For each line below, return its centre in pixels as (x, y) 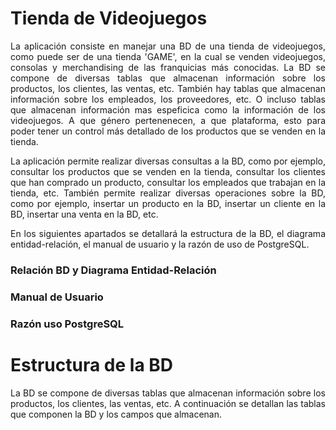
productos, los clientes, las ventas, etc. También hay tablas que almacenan (168, 88)
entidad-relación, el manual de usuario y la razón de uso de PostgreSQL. (160, 244)
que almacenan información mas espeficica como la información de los (168, 109)
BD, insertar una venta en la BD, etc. (84, 214)
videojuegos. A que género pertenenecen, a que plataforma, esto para (168, 120)
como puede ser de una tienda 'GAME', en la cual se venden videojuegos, (168, 56)
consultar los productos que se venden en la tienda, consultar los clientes (168, 171)
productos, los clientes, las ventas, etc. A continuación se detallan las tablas (168, 403)
